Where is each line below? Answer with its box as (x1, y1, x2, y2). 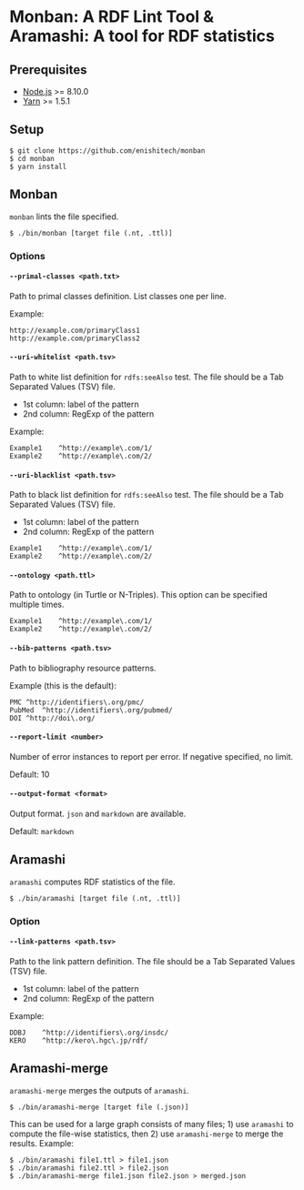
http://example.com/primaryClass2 (9, 334, 141, 343)
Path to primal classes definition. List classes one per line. (9, 290, 227, 301)
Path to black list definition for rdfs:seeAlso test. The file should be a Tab (9, 489, 284, 500)
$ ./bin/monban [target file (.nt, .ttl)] (9, 228, 173, 237)
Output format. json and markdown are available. (9, 808, 187, 819)
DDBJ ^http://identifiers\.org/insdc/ (9, 1028, 169, 1037)
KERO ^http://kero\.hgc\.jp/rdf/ (9, 1035, 148, 1045)
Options (9, 249, 46, 262)
